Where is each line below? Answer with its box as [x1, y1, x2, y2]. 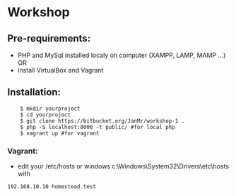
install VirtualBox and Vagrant [17, 66, 104, 74]
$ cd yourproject [20, 111, 71, 118]
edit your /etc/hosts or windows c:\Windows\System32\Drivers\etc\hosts [17, 162, 230, 171]
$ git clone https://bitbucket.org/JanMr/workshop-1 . [20, 117, 185, 124]
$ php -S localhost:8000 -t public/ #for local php [20, 123, 175, 130]
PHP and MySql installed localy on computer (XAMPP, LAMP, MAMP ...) [17, 51, 226, 59]
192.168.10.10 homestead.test [7, 183, 97, 190]
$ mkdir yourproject [20, 105, 81, 112]
